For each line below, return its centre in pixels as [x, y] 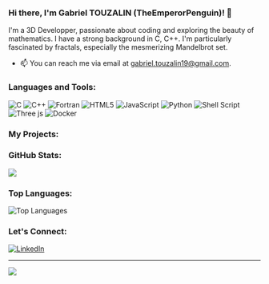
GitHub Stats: [35, 156]
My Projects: [34, 134]
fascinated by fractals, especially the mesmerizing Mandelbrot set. [118, 47]
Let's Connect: [38, 232]
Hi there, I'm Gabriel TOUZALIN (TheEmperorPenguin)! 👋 [120, 13]
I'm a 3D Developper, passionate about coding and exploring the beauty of [131, 30]
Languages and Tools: [52, 87]
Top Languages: [40, 193]
